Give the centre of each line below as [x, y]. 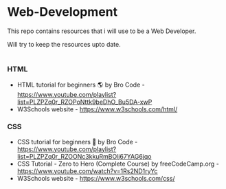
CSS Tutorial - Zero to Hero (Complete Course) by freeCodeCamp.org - [118, 164]
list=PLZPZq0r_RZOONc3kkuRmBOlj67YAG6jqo [84, 156]
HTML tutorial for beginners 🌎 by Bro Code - [81, 85]
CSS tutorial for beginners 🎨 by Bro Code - [77, 142]
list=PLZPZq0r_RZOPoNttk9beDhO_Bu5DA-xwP [84, 102]
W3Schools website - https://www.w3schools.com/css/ [96, 178]
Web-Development [63, 12]
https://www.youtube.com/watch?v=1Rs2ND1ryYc [87, 171]
